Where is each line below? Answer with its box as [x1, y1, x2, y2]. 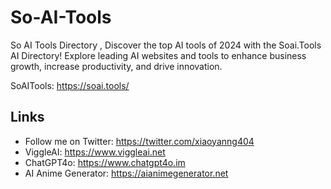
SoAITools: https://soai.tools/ [10, 79, 130, 91]
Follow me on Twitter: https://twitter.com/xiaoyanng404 [24, 135, 255, 147]
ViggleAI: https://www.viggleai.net [24, 146, 166, 158]
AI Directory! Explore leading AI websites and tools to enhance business [10, 49, 307, 61]
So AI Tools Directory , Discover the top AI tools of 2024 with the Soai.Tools [10, 39, 322, 51]
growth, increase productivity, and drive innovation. [10, 60, 223, 72]
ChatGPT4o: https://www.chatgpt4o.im [24, 156, 186, 168]
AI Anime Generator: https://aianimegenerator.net [24, 167, 229, 179]
